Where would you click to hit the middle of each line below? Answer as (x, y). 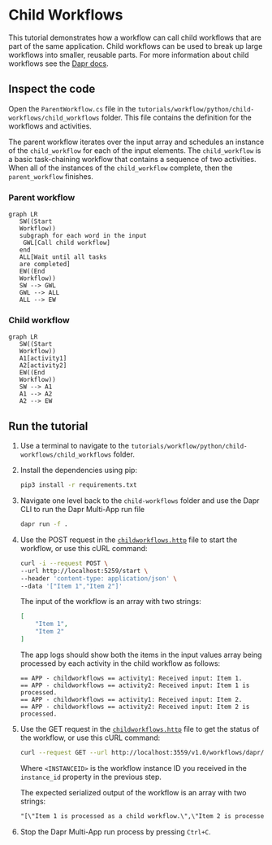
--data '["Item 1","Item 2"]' (71, 586)
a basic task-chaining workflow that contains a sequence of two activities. (132, 159)
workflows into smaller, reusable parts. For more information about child (129, 55)
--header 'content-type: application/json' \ (98, 578)
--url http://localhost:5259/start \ (84, 571)
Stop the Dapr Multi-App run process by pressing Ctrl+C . (115, 831)
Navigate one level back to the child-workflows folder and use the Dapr (140, 501)
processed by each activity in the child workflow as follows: (120, 663)
